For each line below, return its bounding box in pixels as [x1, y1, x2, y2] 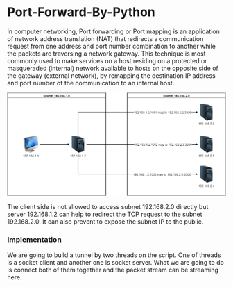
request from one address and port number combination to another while [7, 42, 216, 50]
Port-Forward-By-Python [7, 4, 156, 20]
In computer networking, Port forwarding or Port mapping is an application [7, 27, 220, 35]
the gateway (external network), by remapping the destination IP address [7, 71, 216, 80]
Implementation [7, 235, 62, 245]
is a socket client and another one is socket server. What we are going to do [7, 258, 224, 266]
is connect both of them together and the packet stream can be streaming [7, 265, 218, 274]
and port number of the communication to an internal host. [7, 79, 175, 87]
